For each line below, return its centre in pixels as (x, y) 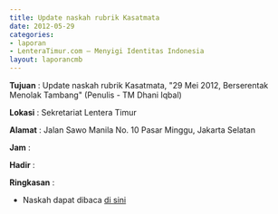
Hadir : (22, 165)
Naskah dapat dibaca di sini (74, 200)
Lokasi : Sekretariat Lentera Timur (73, 112)
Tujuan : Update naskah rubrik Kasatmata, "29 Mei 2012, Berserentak (139, 85)
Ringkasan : (32, 182)
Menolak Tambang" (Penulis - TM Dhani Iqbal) (96, 95)
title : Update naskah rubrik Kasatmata (85, 18)
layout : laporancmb (46, 60)
